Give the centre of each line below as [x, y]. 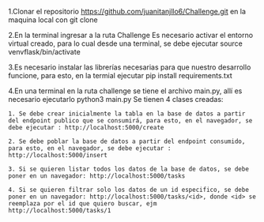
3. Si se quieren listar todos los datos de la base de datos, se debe [128, 169]
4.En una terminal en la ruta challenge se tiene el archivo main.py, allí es [125, 91]
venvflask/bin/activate [44, 52]
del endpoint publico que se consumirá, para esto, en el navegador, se [130, 121]
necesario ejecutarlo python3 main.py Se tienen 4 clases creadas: [116, 99]
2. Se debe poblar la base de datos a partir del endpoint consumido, [127, 141]
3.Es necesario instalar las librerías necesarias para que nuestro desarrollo [130, 67]
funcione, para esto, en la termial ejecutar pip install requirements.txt [121, 75]
